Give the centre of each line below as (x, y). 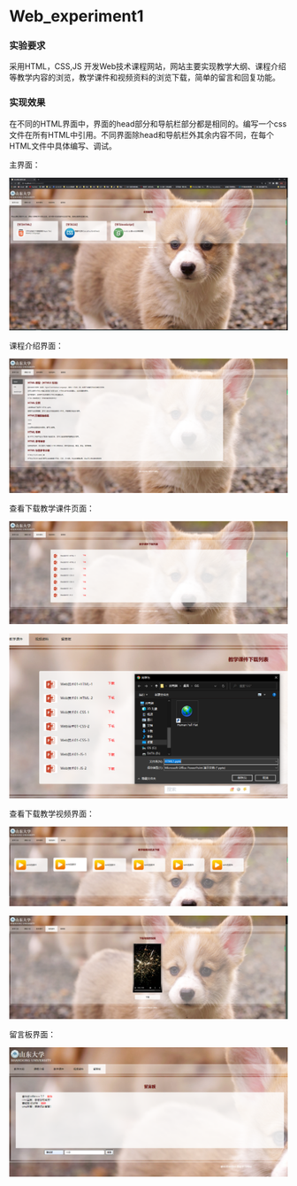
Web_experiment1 (76, 16)
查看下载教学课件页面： (52, 508)
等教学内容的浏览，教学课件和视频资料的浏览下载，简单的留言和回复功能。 (145, 78)
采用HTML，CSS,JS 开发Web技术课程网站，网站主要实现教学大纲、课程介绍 (148, 66)
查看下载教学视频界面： (52, 813)
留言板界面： (32, 1034)
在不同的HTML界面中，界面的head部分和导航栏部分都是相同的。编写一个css (148, 123)
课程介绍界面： (36, 345)
